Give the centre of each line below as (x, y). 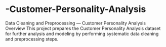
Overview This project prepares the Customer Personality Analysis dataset (83, 28)
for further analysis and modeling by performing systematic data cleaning (82, 33)
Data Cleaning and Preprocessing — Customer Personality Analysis (75, 23)
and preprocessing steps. (32, 39)
